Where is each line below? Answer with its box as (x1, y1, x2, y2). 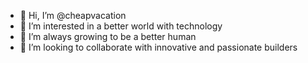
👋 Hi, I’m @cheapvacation (19, 10, 127, 21)
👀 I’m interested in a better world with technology (19, 20, 223, 32)
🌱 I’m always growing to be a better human (19, 31, 197, 42)
